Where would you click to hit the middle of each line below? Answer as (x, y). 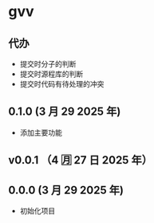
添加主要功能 (41, 132)
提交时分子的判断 (48, 64)
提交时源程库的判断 (51, 74)
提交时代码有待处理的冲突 (62, 84)
